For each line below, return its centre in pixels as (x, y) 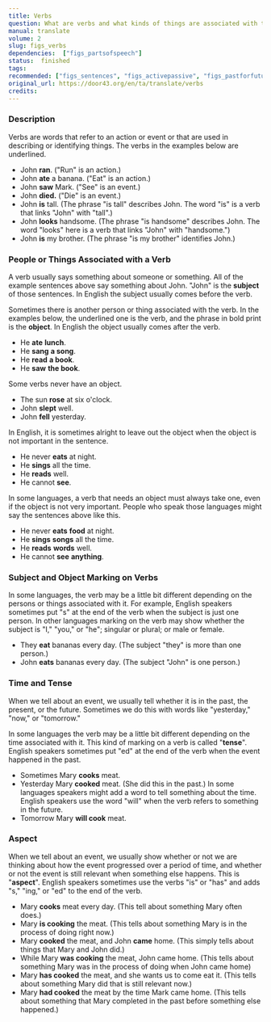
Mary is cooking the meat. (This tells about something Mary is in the (133, 923)
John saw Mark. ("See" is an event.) (80, 187)
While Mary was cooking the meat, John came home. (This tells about (137, 957)
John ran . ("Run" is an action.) (71, 170)
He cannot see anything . (62, 556)
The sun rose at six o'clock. (66, 399)
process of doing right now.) (67, 932)
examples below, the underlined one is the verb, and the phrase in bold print (135, 318)
